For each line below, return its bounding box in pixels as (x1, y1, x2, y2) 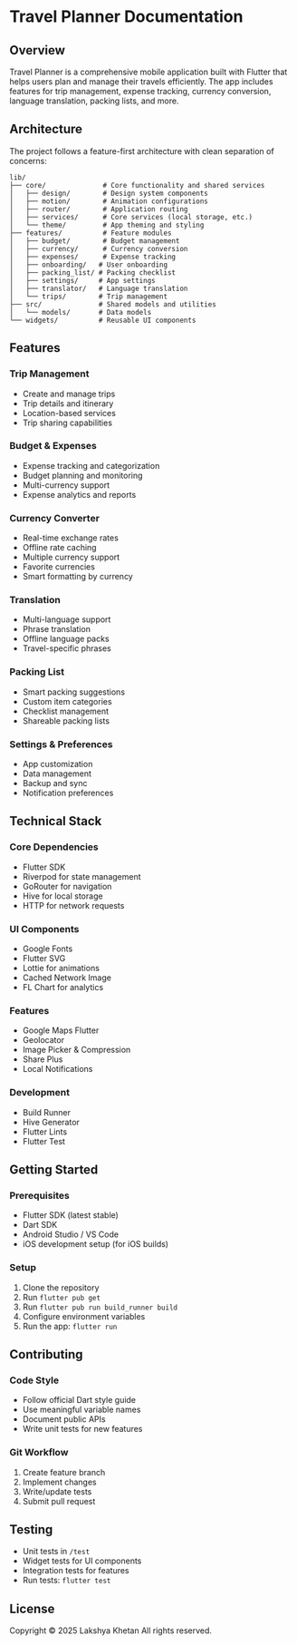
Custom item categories (22, 696, 112, 706)
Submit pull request (22, 1495, 96, 1506)
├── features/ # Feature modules (9, 229, 172, 238)
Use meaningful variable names (22, 1404, 141, 1416)
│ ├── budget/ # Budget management (9, 236, 180, 246)
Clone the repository (22, 1281, 100, 1293)
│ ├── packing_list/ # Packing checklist (9, 268, 177, 277)
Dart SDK (22, 1220, 58, 1231)
